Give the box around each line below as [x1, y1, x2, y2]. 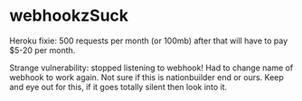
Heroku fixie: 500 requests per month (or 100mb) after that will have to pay [9, 35, 288, 46]
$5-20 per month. [9, 44, 76, 55]
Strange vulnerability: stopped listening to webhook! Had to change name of [9, 62, 294, 73]
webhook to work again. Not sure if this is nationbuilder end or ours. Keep [9, 71, 285, 82]
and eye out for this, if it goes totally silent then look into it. [9, 81, 228, 92]
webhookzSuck [9, 5, 129, 26]
